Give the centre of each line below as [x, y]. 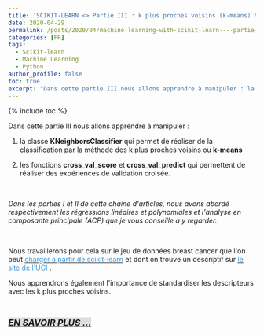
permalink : [26, 30]
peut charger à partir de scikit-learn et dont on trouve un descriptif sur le [126, 260]
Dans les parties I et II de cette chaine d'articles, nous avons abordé [119, 204]
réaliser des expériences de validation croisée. [95, 173]
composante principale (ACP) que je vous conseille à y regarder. [113, 220]
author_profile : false [45, 74]
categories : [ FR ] [37, 37]
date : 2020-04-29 [37, 23]
